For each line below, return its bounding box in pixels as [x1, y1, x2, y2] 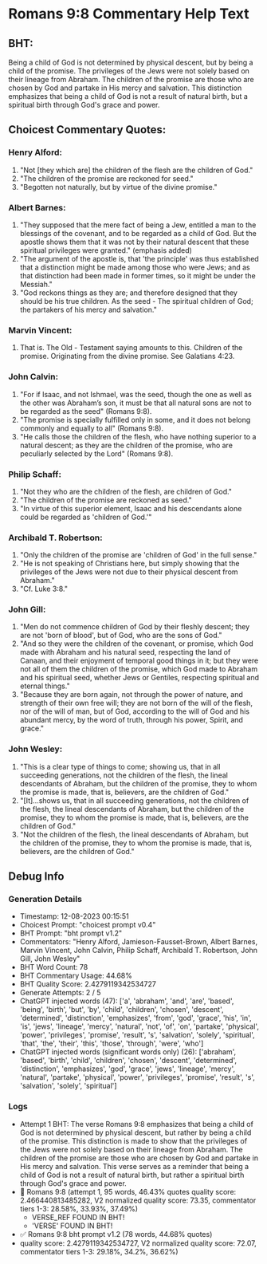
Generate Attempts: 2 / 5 [19, 988, 101, 998]
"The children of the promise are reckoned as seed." [19, 495, 193, 505]
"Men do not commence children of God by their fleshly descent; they [19, 622, 250, 632]
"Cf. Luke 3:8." [19, 584, 69, 594]
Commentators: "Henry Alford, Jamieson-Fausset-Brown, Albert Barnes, [19, 937, 257, 947]
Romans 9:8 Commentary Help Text [8, 5, 249, 23]
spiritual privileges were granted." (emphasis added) [19, 245, 193, 255]
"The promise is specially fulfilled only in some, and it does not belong [19, 415, 251, 424]
